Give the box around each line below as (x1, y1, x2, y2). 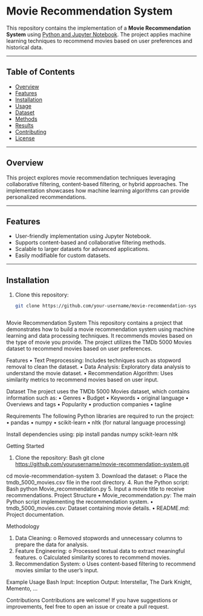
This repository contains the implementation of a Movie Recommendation (6, 24, 192, 32)
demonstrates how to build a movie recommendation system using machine (6, 326, 195, 333)
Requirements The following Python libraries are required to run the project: (6, 412, 195, 420)
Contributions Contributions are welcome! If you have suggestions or (6, 597, 178, 604)
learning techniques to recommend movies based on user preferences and (6, 37, 192, 44)
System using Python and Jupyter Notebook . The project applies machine (6, 30, 192, 38)
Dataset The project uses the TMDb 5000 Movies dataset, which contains (6, 388, 190, 395)
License (14, 135, 35, 142)
